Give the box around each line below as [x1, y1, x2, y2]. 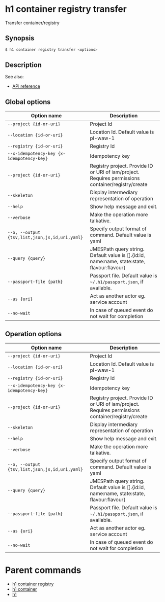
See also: [5, 74, 24, 80]
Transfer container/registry [5, 20, 60, 26]
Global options [5, 98, 51, 106]
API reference [12, 83, 40, 89]
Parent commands [5, 565, 82, 576]
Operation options [5, 329, 62, 338]
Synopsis [5, 34, 34, 42]
